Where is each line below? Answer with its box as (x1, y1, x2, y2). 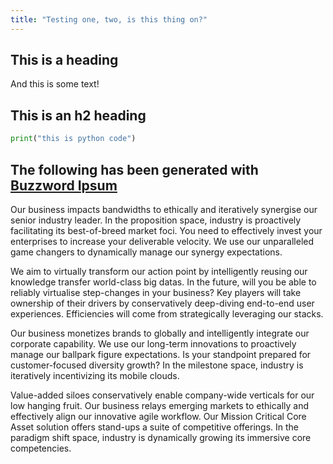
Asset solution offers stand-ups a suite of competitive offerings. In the (10, 421, 299, 433)
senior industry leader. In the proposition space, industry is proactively (10, 214, 302, 226)
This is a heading (10, 52, 119, 69)
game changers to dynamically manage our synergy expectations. (10, 246, 283, 258)
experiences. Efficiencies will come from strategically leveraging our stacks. (10, 307, 324, 320)
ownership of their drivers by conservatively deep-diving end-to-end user (10, 297, 315, 309)
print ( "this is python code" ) (10, 134, 137, 144)
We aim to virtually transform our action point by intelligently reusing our (10, 265, 308, 277)
